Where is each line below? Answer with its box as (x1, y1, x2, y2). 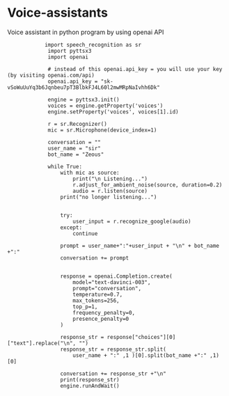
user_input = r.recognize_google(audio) (72, 218, 191, 225)
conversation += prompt (60, 254, 129, 262)
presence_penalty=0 (72, 315, 129, 322)
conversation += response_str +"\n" (60, 370, 167, 377)
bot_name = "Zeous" (47, 151, 104, 158)
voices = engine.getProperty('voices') (47, 102, 164, 109)
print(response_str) (60, 376, 120, 383)
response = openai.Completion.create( (60, 273, 173, 280)
